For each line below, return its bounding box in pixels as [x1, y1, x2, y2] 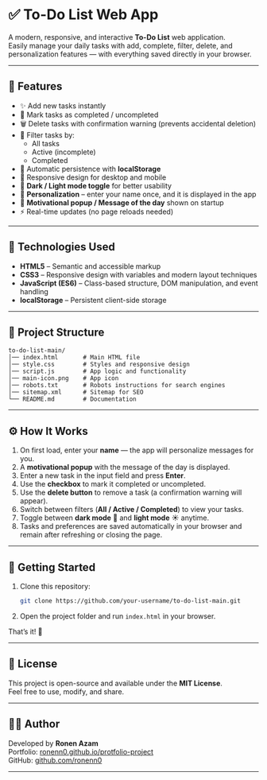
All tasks [31, 138, 60, 148]
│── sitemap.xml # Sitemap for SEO [8, 388, 145, 397]
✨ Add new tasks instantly [19, 101, 106, 111]
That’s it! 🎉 [8, 627, 43, 636]
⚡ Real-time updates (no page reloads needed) [19, 207, 174, 216]
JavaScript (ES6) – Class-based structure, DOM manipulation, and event [19, 278, 258, 288]
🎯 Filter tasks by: [19, 130, 75, 140]
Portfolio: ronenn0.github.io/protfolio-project [8, 747, 153, 756]
